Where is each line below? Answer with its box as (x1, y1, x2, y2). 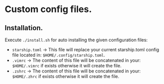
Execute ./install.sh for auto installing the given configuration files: (5, 37, 148, 43)
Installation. (5, 24, 43, 32)
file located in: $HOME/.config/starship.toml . (12, 52, 105, 58)
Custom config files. (5, 4, 92, 15)
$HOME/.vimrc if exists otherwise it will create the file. (12, 63, 122, 68)
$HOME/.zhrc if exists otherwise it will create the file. (12, 73, 120, 79)
